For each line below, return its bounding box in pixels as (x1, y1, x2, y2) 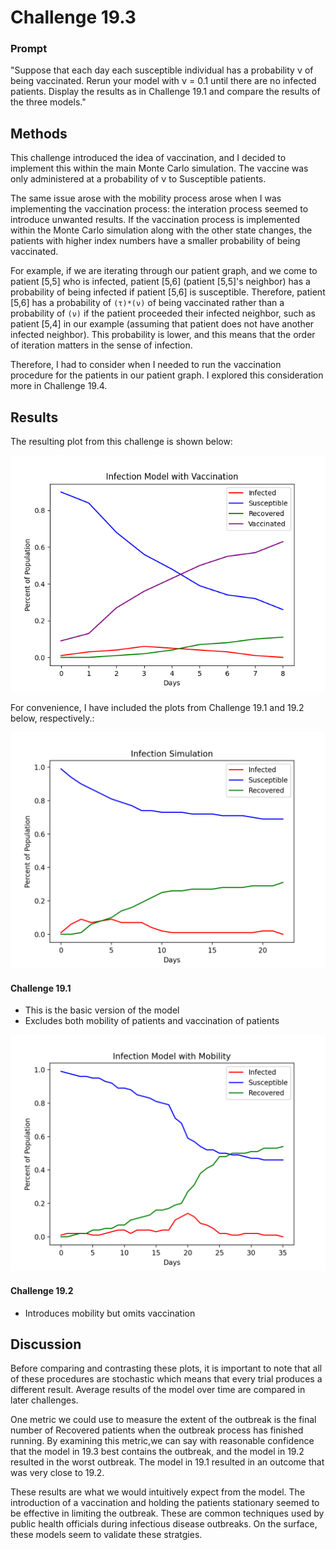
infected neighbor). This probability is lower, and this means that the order (10, 329, 316, 341)
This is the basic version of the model (24, 1004, 180, 1016)
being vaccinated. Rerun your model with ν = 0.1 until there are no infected (10, 75, 317, 87)
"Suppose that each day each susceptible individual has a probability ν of (10, 64, 314, 76)
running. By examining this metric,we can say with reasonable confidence (10, 1435, 315, 1447)
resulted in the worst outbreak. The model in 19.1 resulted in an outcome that (10, 1456, 325, 1468)
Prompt (10, 42, 48, 56)
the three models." (10, 96, 87, 108)
